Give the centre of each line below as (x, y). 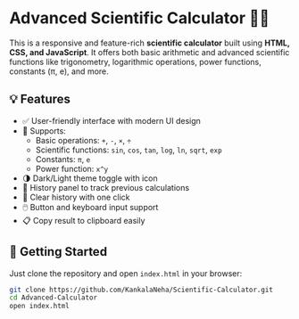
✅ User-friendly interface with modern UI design (111, 120)
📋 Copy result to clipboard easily (83, 220)
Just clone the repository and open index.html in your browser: (126, 273)
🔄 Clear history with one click (76, 197)
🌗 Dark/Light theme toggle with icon (90, 178)
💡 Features (40, 99)
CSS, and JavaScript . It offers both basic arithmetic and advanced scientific (149, 52)
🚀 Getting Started (58, 252)
